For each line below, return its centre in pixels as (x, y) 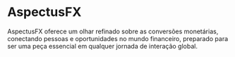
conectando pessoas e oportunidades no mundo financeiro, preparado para (118, 38)
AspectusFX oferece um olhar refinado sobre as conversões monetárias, (113, 31)
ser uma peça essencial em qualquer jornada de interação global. (102, 46)
